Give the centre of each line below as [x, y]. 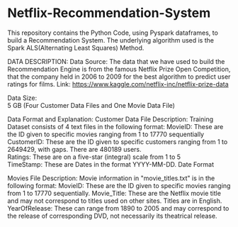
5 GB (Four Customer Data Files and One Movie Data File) [91, 105]
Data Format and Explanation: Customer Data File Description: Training [110, 119]
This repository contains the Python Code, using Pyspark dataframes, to [113, 33]
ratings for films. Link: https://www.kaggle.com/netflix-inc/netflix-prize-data [118, 84]
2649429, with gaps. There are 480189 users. [74, 149]
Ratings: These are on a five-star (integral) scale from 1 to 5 [94, 157]
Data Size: [22, 98]
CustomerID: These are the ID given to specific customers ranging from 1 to [118, 142]
